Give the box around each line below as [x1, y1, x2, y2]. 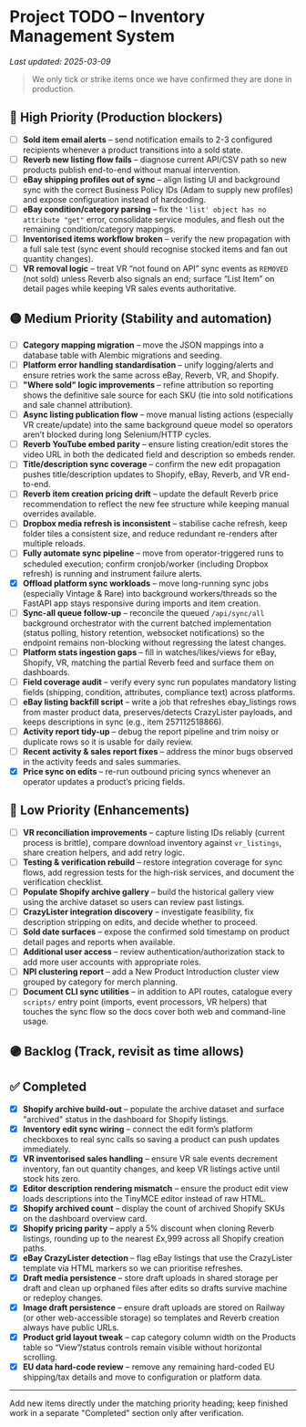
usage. [22, 1016, 49, 1027]
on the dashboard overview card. [22, 1213, 148, 1224]
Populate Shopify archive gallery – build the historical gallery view [22, 886, 275, 897]
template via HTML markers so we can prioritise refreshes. [22, 1262, 243, 1274]
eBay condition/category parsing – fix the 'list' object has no [22, 203, 267, 214]
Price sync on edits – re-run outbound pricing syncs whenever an [22, 766, 271, 776]
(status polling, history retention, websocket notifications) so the [22, 627, 265, 638]
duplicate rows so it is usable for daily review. [22, 736, 194, 747]
